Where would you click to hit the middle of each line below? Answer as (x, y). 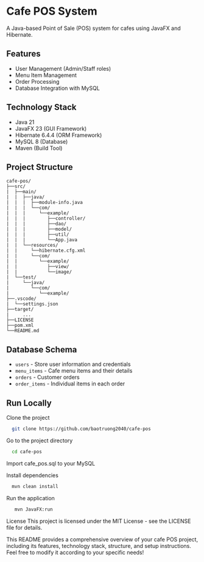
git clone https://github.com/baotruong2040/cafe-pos (81, 429)
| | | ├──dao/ (37, 224)
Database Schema (42, 349)
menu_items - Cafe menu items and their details (74, 371)
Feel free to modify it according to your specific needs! (75, 552)
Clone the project (28, 418)
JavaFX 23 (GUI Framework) (51, 128)
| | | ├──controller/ (46, 219)
